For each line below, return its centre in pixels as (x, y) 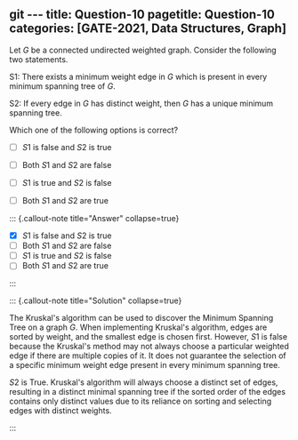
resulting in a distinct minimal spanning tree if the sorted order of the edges (148, 392)
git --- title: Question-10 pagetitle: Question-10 (142, 15)
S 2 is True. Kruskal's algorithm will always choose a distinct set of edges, (144, 382)
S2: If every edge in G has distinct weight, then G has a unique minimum (141, 103)
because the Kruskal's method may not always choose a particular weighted (149, 347)
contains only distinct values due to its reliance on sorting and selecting (141, 401)
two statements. (39, 59)
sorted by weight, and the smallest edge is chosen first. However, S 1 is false (148, 337)
